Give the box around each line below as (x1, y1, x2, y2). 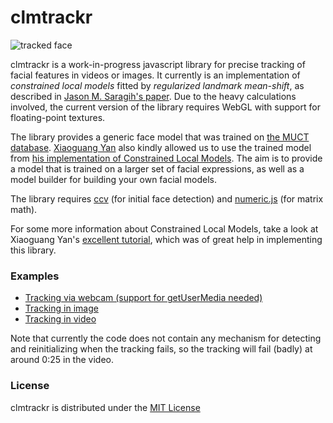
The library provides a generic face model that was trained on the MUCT (10, 131, 310, 143)
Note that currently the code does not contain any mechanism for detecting (10, 332, 322, 345)
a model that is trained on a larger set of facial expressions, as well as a (10, 162, 305, 175)
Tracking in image (24, 302, 99, 315)
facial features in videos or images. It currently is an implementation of (10, 69, 301, 81)
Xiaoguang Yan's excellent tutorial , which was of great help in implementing (10, 233, 323, 245)
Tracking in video (24, 313, 97, 325)
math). (10, 203, 38, 215)
